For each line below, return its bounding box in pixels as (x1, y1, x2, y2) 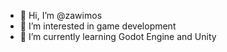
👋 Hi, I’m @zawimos (19, 10, 103, 21)
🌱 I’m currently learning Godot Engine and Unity (19, 31, 217, 42)
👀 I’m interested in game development (19, 20, 177, 32)
